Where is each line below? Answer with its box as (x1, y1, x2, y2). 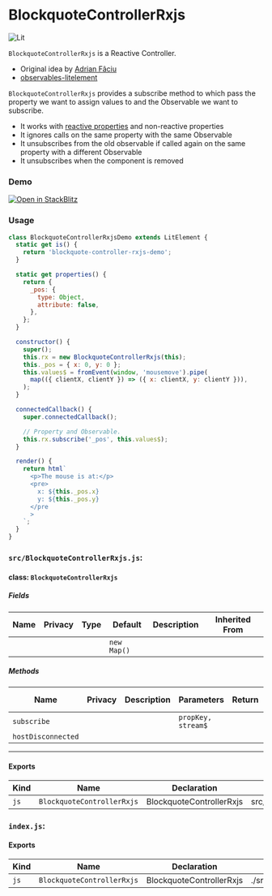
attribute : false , (37, 300, 100, 309)
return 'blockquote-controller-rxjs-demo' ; (23, 248, 172, 256)
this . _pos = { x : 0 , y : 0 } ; (23, 360, 121, 368)
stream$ (178, 721, 208, 730)
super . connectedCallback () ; (23, 412, 117, 421)
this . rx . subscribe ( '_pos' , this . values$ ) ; (23, 435, 168, 443)
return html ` (23, 465, 67, 473)
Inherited (215, 614, 251, 625)
